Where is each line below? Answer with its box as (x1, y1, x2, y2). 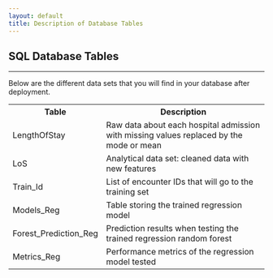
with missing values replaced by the (106, 130, 243, 141)
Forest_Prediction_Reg (12, 228, 99, 239)
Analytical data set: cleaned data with (106, 153, 249, 165)
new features (106, 163, 157, 174)
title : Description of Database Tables (8, 19, 144, 28)
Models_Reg (12, 204, 60, 216)
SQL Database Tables (8, 49, 119, 63)
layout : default (8, 11, 63, 20)
